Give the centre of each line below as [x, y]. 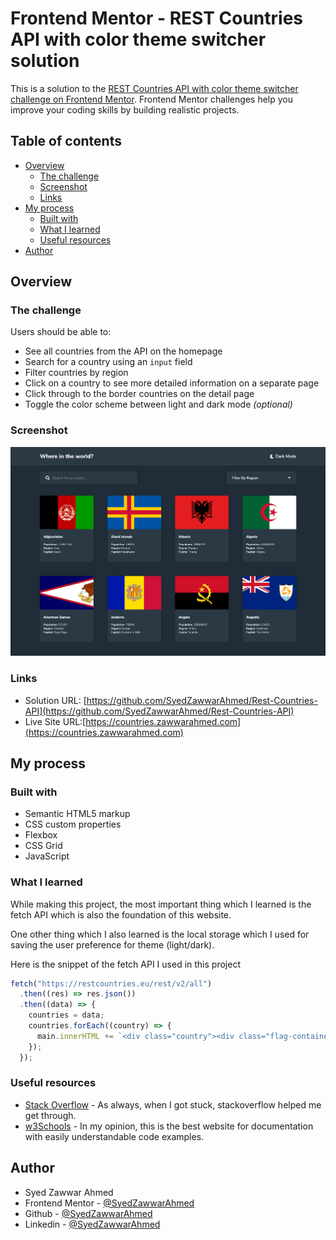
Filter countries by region [76, 373]
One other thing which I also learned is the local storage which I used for [160, 934]
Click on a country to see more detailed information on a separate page [172, 383]
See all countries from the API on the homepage [123, 351]
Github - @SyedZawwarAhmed [88, 1213]
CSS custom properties [73, 824]
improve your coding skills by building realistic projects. [125, 109]
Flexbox [41, 835]
